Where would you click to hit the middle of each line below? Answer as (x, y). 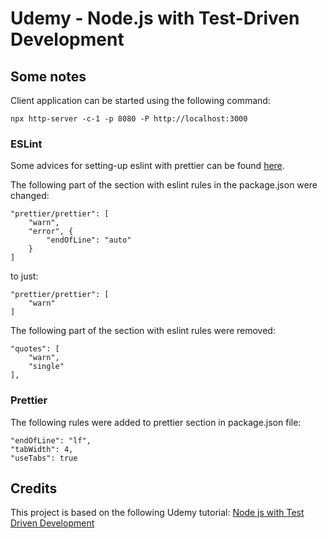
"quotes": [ (35, 349)
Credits (34, 488)
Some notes (48, 76)
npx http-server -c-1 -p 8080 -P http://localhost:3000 (129, 119)
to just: (24, 276)
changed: (30, 196)
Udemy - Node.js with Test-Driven (155, 18)
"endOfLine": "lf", (51, 440)
